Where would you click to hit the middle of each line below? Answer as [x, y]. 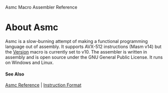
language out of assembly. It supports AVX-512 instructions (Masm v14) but [83, 46]
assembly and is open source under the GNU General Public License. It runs [84, 57]
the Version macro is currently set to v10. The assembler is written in [76, 51]
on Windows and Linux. [29, 62]
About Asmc [32, 27]
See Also [15, 74]
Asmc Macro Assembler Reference [41, 7]
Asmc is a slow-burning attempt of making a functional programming [77, 41]
